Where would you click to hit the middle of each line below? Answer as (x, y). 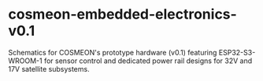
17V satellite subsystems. (49, 69)
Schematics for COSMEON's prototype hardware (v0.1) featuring (113, 52)
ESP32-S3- (237, 52)
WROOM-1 (25, 61)
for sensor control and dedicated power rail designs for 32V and (148, 61)
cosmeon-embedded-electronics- (123, 14)
